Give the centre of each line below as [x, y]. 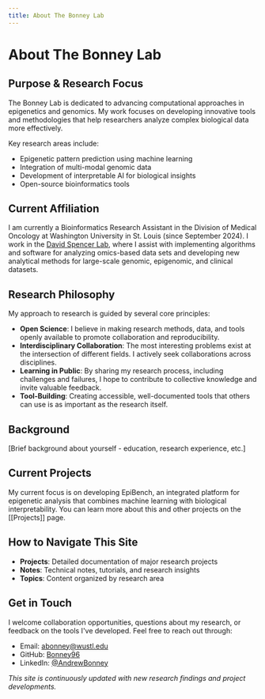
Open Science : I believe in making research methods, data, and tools [132, 329]
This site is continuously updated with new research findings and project [127, 678]
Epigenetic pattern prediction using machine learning [106, 158]
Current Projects [50, 473]
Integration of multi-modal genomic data [85, 167]
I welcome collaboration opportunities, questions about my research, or [125, 622]
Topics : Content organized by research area [92, 578]
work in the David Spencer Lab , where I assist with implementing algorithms [132, 244]
